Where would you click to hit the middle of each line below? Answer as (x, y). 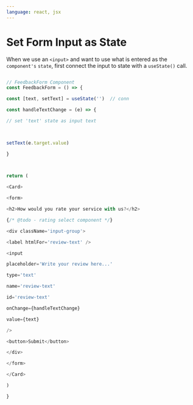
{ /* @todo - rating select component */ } (60, 220)
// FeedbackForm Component (40, 82)
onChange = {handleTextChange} (43, 308)
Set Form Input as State (66, 42)
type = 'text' (21, 275)
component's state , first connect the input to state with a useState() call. (97, 65)
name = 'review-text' (31, 286)
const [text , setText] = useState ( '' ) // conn (68, 99)
